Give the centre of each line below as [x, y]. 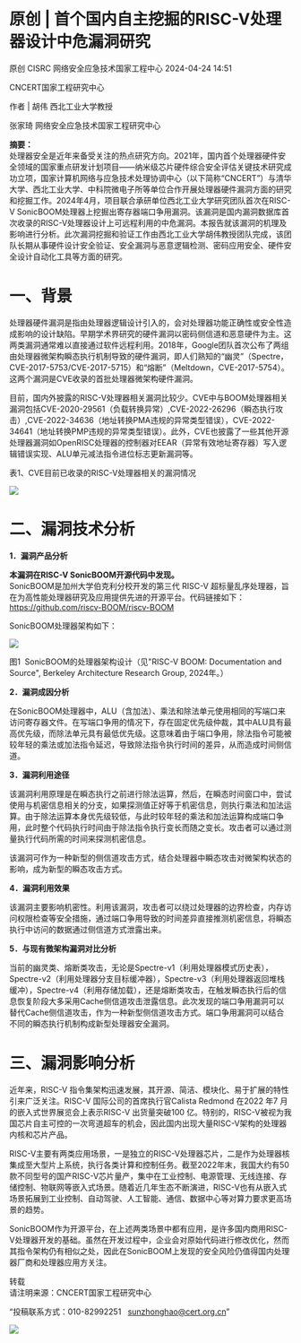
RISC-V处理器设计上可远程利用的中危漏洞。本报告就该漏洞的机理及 [163, 222]
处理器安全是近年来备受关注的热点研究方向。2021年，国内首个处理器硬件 [144, 155]
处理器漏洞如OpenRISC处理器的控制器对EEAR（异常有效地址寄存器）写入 [144, 442]
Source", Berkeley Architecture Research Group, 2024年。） [119, 672]
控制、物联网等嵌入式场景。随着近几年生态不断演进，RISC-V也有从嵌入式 [152, 1187]
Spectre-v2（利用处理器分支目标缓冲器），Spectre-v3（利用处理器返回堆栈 [147, 978]
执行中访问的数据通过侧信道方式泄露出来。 [88, 929]
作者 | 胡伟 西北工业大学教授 [61, 106]
